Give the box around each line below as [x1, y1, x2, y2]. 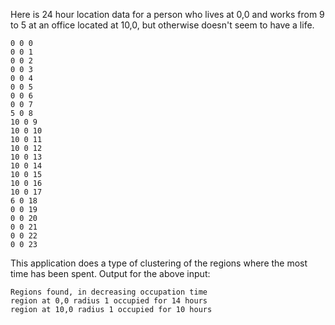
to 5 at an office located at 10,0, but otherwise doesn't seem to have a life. [10, 19, 315, 31]
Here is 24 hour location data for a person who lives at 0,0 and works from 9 [10, 9, 325, 20]
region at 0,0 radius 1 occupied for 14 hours [10, 296, 208, 306]
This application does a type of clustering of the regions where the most [10, 257, 308, 269]
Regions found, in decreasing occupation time [10, 287, 208, 297]
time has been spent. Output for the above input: [10, 268, 211, 279]
